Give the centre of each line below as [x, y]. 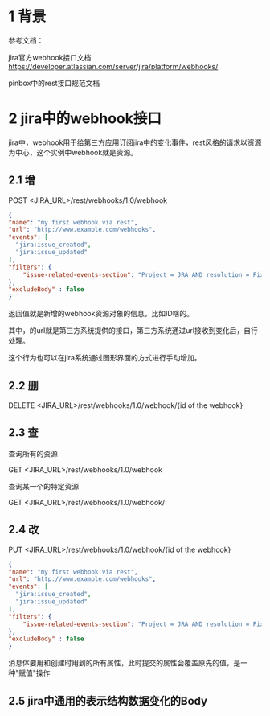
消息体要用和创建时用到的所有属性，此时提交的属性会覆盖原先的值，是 [125, 663]
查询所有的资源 [33, 453]
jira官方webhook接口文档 [50, 57]
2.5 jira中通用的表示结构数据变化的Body [108, 701]
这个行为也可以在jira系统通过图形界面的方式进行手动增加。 [105, 358]
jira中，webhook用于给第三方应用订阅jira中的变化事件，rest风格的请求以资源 [135, 142]
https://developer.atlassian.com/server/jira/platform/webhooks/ [113, 66]
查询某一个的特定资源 [43, 486]
